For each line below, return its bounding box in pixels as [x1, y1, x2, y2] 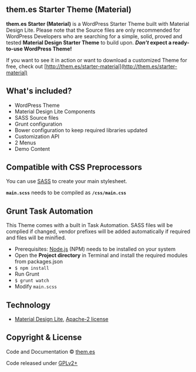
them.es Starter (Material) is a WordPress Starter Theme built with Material [6, 20, 190, 27]
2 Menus [14, 139, 36, 146]
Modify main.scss [14, 283, 58, 290]
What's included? [6, 86, 72, 96]
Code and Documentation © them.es [6, 348, 96, 355]
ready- [172, 39, 190, 46]
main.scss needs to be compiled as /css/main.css [6, 189, 127, 196]
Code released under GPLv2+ [6, 359, 78, 366]
